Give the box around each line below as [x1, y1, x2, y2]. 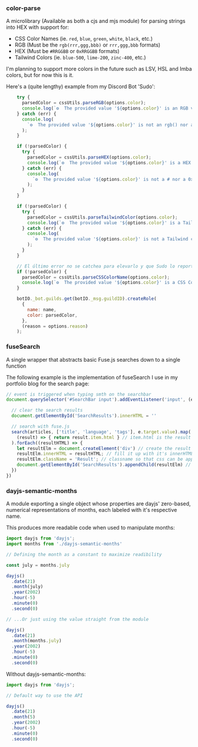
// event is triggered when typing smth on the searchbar [6, 391, 151, 397]
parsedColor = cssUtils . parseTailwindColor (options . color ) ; [27, 214, 178, 220]
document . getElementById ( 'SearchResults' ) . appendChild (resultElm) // [16, 462, 192, 468]
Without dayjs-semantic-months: [6, 670, 87, 677]
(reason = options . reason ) [21, 323, 88, 329]
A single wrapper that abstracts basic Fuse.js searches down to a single [6, 356, 181, 363]
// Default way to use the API [6, 692, 83, 699]
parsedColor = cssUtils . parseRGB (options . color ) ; [21, 100, 146, 106]
